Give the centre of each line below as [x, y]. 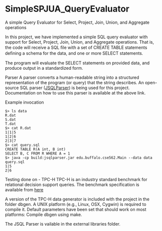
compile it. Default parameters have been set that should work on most [76, 209]
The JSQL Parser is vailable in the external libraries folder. [63, 224]
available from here [24, 189]
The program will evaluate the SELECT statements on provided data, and [77, 63]
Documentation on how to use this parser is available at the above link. [75, 92]
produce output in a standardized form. [44, 68]
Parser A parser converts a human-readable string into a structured [72, 77]
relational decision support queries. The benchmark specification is [72, 185]
